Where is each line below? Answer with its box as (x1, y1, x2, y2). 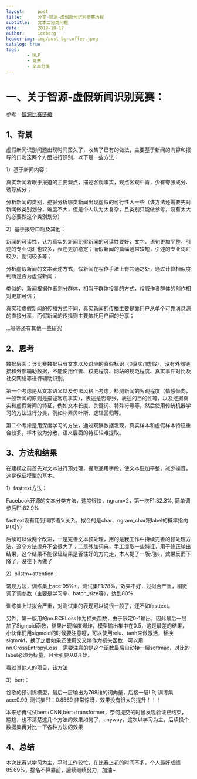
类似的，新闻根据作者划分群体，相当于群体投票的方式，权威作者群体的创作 (6, 285, 186, 292)
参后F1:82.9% (6, 504, 39, 511)
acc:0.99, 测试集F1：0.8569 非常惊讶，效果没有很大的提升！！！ (6, 696, 162, 703)
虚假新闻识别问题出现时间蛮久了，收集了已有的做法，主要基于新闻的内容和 (6, 146, 186, 153)
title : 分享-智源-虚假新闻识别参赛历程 (6, 14, 104, 20)
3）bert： (6, 676, 30, 683)
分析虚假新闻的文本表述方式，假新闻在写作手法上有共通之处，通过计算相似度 (6, 265, 191, 272)
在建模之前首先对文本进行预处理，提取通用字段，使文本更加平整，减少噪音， (6, 464, 191, 471)
